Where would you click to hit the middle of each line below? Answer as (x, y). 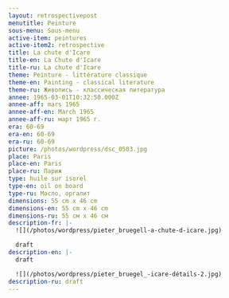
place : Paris (30, 156)
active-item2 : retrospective (56, 45)
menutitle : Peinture (43, 23)
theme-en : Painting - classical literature (82, 82)
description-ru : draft (46, 281)
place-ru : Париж (35, 171)
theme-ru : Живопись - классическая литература (87, 90)
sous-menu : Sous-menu (44, 30)
